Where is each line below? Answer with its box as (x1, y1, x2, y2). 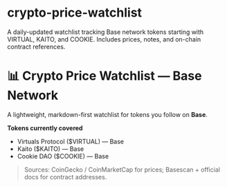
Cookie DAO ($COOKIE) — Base (17, 152, 109, 160)
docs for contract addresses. (24, 172, 107, 181)
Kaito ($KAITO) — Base (17, 144, 84, 153)
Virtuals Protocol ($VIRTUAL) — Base (17, 137, 125, 145)
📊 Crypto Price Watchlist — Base (7, 68, 202, 84)
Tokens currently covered (7, 123, 83, 132)
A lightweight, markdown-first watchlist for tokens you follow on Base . (7, 110, 208, 118)
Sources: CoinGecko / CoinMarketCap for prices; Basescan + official (24, 165, 220, 174)
